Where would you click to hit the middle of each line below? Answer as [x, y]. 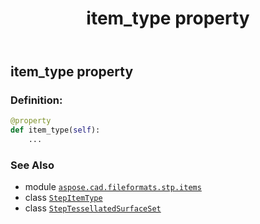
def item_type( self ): [55, 130]
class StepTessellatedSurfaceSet [93, 208]
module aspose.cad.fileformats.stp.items [113, 187]
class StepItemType [63, 198]
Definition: [36, 100]
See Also [32, 165]
